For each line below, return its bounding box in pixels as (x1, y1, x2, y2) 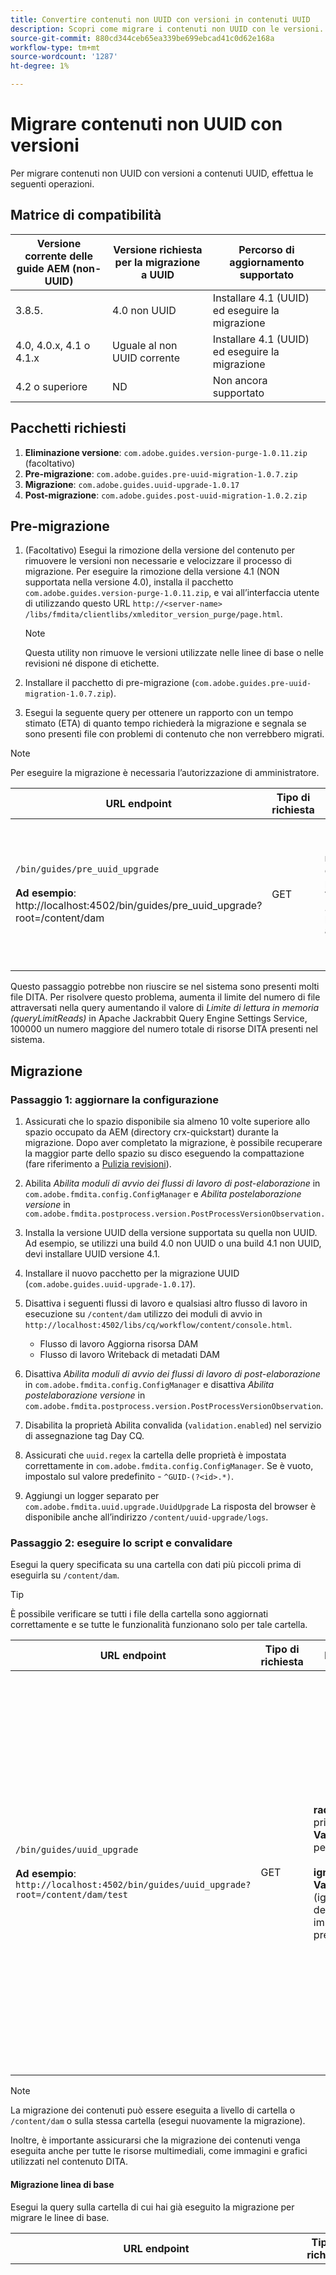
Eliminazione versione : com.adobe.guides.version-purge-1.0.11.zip (24, 446, 308, 458)
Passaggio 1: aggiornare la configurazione (10, 1092, 220, 1106)
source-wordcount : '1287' (10, 52, 118, 62)
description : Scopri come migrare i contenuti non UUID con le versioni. (10, 24, 325, 34)
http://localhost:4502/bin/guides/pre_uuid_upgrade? (15, 899, 263, 913)
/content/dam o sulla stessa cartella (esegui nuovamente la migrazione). (10, 2115, 306, 2127)
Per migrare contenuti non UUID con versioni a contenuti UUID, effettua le (10, 167, 314, 179)
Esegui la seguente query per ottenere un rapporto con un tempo (24, 707, 294, 719)
